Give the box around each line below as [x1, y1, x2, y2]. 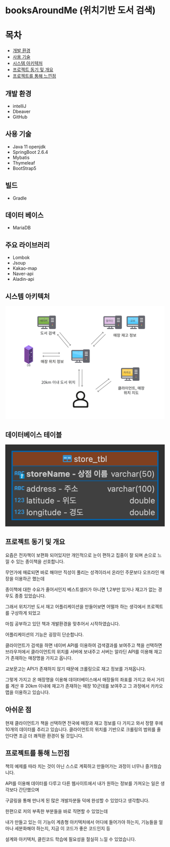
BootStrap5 [12, 165, 36, 171]
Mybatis [12, 154, 30, 160]
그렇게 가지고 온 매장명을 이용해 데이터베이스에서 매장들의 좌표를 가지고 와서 [5, 676, 155, 682]
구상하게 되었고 [10, 610, 40, 616]
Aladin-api [12, 276, 34, 282]
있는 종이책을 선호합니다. [16, 558, 65, 564]
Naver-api [12, 271, 34, 277]
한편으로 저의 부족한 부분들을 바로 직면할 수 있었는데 [5, 808, 108, 815]
